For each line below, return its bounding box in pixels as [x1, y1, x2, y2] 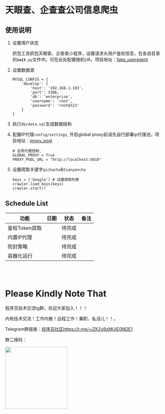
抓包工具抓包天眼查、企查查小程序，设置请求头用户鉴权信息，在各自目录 [12, 51, 160, 56]
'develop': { [21, 81, 49, 86]
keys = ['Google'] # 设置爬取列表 [12, 177, 79, 182]
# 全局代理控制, [12, 149, 42, 154]
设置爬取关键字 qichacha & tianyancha [12, 166, 86, 172]
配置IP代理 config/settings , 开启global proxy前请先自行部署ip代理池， [12, 132, 155, 137]
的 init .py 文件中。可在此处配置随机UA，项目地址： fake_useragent [12, 56, 149, 62]
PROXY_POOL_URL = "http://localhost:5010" [12, 157, 102, 162]
